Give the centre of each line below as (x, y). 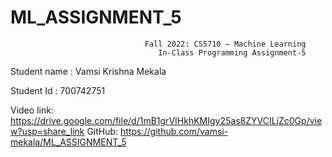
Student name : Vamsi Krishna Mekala (88, 71)
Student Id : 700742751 (58, 90)
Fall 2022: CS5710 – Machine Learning (225, 44)
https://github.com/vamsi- (174, 131)
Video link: (32, 110)
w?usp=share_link (47, 131)
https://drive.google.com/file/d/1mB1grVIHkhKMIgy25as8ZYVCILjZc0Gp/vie (166, 120)
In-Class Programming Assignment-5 (232, 52)
